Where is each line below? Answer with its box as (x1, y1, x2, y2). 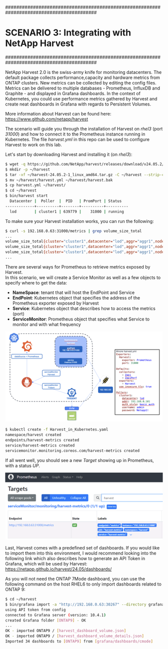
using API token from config (5, 607, 66, 612)
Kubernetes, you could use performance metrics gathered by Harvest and (5, 95, 157, 101)
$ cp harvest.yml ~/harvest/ (5, 182, 66, 188)
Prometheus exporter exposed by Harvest (12, 300, 99, 306)
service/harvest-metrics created (5, 442, 75, 448)
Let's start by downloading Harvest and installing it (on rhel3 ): (5, 151, 132, 157)
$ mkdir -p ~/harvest (5, 167, 50, 172)
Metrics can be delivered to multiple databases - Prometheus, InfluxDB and (5, 85, 160, 91)
